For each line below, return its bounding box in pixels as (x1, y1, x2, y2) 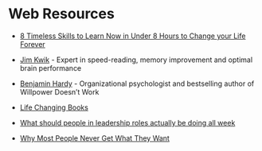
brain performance (19, 63, 82, 72)
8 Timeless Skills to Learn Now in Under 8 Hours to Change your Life (19, 31, 246, 41)
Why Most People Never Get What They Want (19, 133, 170, 143)
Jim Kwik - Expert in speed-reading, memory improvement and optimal (19, 55, 253, 64)
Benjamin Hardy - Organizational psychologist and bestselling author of (19, 79, 255, 88)
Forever (19, 39, 45, 48)
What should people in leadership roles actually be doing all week (19, 118, 236, 127)
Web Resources (8, 5, 115, 23)
